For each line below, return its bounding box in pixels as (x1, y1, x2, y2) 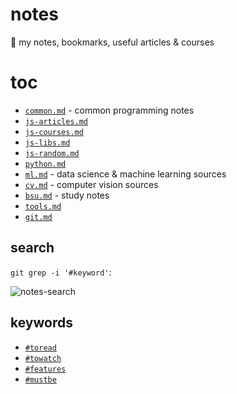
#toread (24, 343, 57, 353)
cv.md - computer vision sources (24, 178, 159, 190)
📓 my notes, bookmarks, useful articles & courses (10, 36, 215, 48)
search (10, 239, 55, 257)
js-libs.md (24, 138, 71, 148)
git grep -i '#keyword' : (10, 266, 112, 278)
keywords (10, 314, 73, 332)
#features (24, 364, 67, 374)
